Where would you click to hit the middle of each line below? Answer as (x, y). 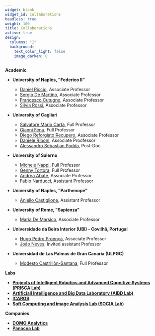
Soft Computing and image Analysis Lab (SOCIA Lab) (68, 304)
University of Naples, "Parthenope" (50, 191)
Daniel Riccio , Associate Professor (55, 90)
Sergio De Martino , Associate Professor (60, 95)
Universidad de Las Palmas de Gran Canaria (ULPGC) (68, 254)
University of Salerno (35, 155)
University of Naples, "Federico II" (49, 80)
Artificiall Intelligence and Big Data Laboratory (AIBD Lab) (73, 293)
